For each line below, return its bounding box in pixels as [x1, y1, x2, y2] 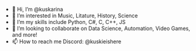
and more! [11, 31, 38, 38]
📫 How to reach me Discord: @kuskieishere [11, 38, 122, 45]
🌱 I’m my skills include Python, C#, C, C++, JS [11, 19, 126, 25]
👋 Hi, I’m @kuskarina [11, 6, 64, 13]
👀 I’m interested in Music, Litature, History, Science [11, 12, 138, 19]
